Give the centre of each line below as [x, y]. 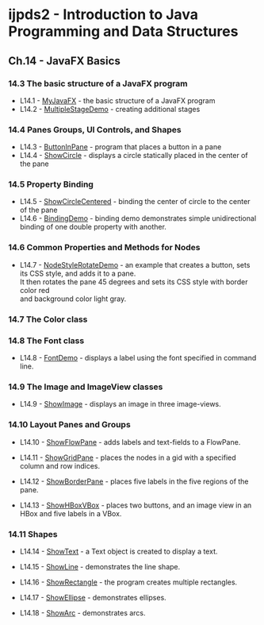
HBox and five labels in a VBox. [71, 513]
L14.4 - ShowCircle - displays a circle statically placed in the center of [134, 156]
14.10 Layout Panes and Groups [69, 425]
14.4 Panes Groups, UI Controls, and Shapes [95, 129]
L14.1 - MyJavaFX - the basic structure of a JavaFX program [117, 100]
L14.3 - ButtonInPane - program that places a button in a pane [121, 147]
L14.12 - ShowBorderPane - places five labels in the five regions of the [134, 481]
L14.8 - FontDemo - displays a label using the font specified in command [138, 357]
